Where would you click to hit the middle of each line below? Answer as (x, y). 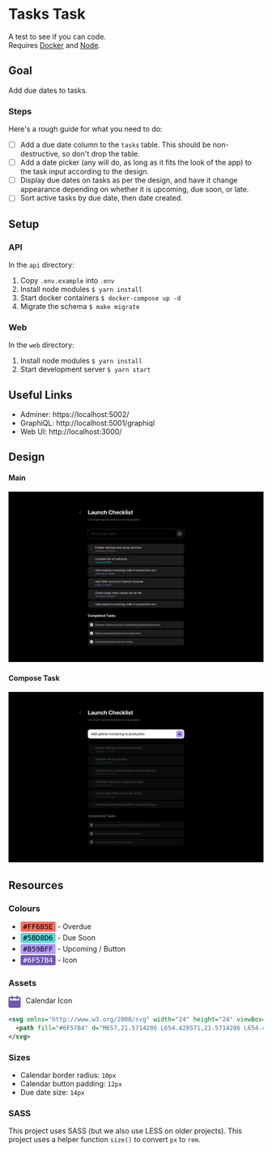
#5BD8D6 (38, 937)
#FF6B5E (38, 926)
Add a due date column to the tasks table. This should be (115, 145)
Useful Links (40, 395)
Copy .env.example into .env (67, 280)
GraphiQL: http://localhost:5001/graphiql (87, 423)
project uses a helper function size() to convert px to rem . (104, 1140)
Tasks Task (47, 14)
